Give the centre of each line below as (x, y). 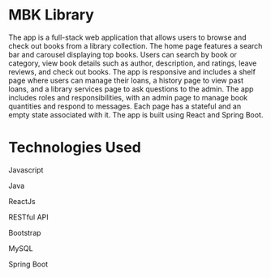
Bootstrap (25, 232)
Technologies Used (75, 148)
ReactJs (22, 201)
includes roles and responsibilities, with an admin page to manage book (128, 97)
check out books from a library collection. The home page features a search (135, 45)
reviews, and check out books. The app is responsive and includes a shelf (132, 71)
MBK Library (52, 15)
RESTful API (28, 217)
